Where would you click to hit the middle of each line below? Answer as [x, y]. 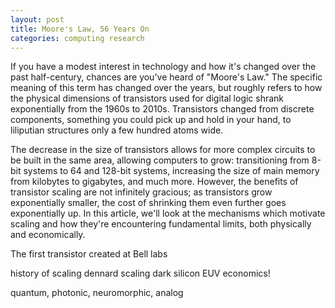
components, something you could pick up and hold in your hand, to [151, 120]
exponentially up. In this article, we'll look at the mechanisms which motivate [168, 213]
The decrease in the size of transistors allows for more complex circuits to [163, 150]
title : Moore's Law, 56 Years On [80, 29]
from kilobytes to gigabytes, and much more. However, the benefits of [154, 182]
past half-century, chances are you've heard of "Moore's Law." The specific [166, 77]
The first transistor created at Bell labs [89, 254]
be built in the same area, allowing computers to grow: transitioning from [160, 160]
